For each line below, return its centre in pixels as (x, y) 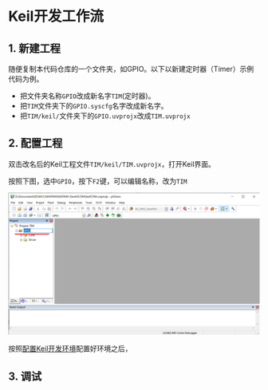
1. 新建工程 (35, 48)
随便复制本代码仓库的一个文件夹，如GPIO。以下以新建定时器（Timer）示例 (131, 69)
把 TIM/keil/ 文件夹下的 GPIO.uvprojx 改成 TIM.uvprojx (105, 116)
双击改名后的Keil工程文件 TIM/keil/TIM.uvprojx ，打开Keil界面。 (112, 163)
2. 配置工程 (35, 143)
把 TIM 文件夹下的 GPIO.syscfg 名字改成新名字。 (94, 106)
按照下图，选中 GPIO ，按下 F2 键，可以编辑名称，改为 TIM (98, 181)
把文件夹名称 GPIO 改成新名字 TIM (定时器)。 (87, 96)
